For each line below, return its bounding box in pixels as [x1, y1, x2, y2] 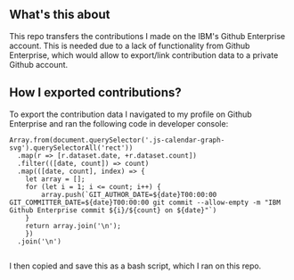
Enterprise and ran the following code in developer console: [9, 118, 229, 128]
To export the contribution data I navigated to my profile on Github [9, 109, 252, 119]
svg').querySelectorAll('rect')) [9, 143, 134, 152]
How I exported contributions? [9, 85, 183, 101]
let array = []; [25, 174, 86, 184]
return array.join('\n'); [25, 221, 122, 230]
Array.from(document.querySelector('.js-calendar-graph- [9, 136, 225, 144]
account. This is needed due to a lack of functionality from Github [9, 40, 250, 51]
